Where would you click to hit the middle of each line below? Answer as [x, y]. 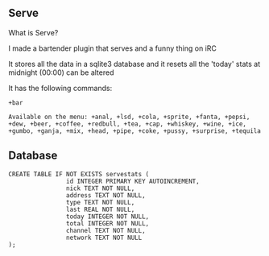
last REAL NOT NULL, [100, 209]
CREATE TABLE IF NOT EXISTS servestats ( [79, 174]
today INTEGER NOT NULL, [108, 217]
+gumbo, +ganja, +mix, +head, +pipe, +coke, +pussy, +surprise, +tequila [135, 131]
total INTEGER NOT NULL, [108, 223]
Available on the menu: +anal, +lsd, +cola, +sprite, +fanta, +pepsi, [129, 117]
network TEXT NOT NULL [104, 237]
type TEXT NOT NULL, [100, 202]
